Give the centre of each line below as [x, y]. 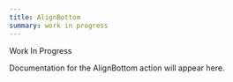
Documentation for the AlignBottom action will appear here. [117, 68]
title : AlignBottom [45, 17]
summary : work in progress [59, 26]
